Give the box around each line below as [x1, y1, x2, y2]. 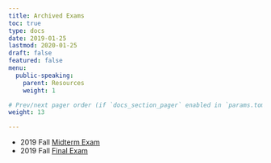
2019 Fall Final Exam [19, 146, 89, 156]
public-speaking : [15, 71, 74, 79]
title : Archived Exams [8, 11, 85, 20]
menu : [8, 64, 27, 72]
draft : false [8, 49, 52, 57]
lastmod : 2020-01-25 [8, 42, 78, 50]
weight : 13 [8, 108, 45, 116]
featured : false [8, 57, 63, 65]
